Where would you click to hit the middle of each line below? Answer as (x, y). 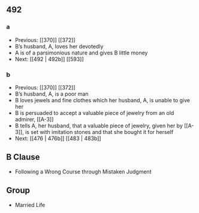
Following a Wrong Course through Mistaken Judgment (83, 171)
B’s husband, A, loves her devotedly (59, 46)
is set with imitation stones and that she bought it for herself (99, 132)
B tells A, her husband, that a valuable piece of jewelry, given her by (99, 126)
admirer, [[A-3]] (34, 119)
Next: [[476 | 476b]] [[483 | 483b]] (58, 138)
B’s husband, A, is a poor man (52, 94)
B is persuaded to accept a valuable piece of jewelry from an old (94, 112)
